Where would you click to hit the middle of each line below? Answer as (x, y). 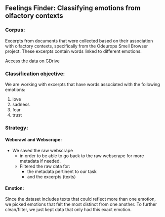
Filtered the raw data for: (45, 166)
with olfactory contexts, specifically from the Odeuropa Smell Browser (77, 46)
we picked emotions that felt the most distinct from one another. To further (81, 204)
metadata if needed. (40, 161)
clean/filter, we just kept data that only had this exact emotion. (68, 210)
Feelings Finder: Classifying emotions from (73, 8)
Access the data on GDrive (33, 61)
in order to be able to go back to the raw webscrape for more (82, 156)
